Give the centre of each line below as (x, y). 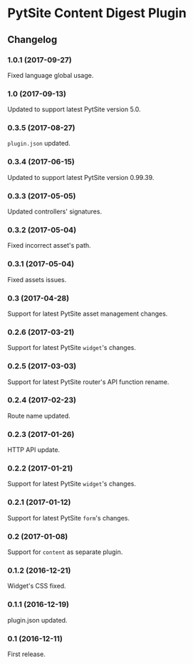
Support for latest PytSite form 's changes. (69, 518)
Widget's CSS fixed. (37, 586)
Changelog (32, 40)
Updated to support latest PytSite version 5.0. (74, 109)
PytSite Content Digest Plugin (97, 13)
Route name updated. (39, 416)
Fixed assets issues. (37, 279)
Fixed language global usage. (51, 75)
